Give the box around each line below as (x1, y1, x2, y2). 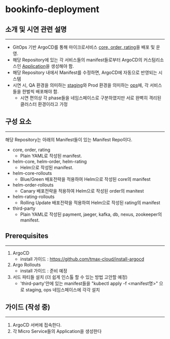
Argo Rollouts (12, 261, 41, 268)
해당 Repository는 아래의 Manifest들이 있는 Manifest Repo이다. (5, 136, 133, 142)
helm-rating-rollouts (12, 194, 55, 200)
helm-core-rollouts (12, 170, 52, 176)
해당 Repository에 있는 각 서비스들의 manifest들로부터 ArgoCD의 (12, 57, 143, 63)
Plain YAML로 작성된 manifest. (20, 153, 82, 159)
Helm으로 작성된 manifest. (20, 164, 73, 170)
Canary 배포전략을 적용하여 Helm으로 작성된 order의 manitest (20, 187, 144, 194)
